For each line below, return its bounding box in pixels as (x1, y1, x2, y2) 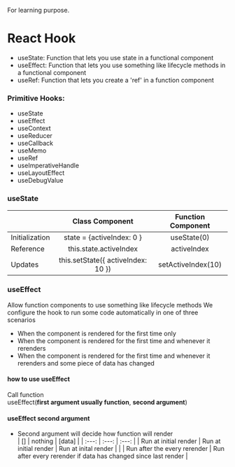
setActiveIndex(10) (158, 259, 222, 269)
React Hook (7, 31, 76, 46)
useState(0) (170, 232, 210, 242)
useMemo (17, 146, 47, 155)
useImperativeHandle (17, 161, 79, 170)
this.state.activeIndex (67, 244, 138, 253)
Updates (10, 259, 39, 269)
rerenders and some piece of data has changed (17, 358, 155, 367)
